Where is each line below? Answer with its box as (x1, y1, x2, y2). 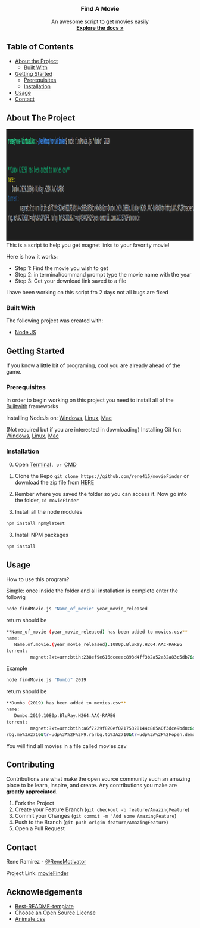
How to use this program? (6, 576, 70, 583)
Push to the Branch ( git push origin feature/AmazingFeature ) (14, 818, 168, 826)
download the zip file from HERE (14, 479, 95, 486)
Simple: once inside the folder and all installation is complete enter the (6, 587, 179, 594)
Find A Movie (80, 4, 120, 13)
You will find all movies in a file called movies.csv (6, 742, 127, 749)
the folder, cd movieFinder (14, 496, 79, 504)
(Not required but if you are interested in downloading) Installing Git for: (6, 426, 182, 433)
